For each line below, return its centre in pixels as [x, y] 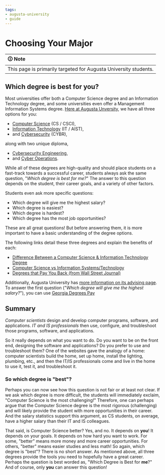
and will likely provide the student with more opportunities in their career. [79, 411]
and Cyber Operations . [35, 158]
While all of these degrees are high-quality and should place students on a [80, 168]
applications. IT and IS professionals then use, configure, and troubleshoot [81, 326]
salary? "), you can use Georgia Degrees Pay [50, 293]
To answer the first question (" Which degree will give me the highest [74, 288]
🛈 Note [16, 59]
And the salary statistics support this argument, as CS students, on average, [82, 416]
